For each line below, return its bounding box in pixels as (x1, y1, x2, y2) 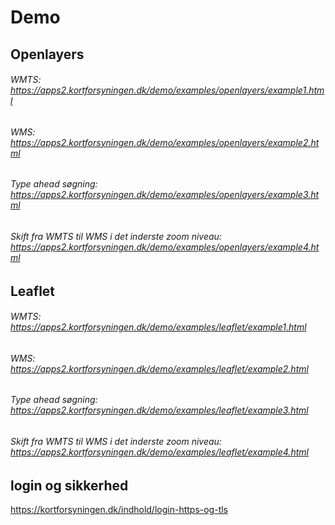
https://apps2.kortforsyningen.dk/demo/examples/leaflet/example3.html (10, 404, 309, 416)
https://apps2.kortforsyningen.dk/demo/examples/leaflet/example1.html (10, 321, 307, 333)
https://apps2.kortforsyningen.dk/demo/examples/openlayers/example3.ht (10, 189, 320, 201)
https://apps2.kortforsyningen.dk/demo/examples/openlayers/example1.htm (10, 84, 325, 96)
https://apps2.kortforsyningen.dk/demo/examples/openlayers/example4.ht (10, 241, 320, 253)
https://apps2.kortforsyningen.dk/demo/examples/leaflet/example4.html (10, 446, 309, 458)
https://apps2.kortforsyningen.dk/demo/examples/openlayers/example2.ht (10, 136, 320, 148)
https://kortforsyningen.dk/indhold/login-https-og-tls (10, 504, 229, 516)
